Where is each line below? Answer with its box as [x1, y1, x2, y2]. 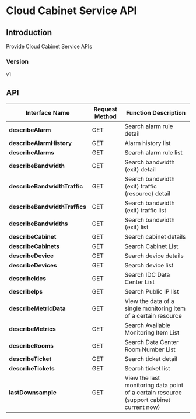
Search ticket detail [124, 355, 178, 363]
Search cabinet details [124, 233, 186, 241]
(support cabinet [124, 396, 171, 404]
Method [94, 112, 117, 121]
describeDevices [9, 262, 57, 270]
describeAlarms [9, 149, 54, 157]
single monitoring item [124, 304, 185, 312]
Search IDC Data [124, 271, 170, 279]
